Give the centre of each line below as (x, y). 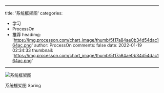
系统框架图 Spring (23, 85)
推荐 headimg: (27, 35)
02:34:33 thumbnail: (33, 50)
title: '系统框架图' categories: (34, 13)
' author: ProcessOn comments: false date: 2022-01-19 (87, 45)
